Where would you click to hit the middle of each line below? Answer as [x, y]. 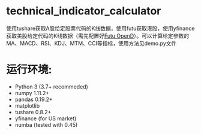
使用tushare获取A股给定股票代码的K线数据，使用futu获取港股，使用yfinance [100, 28]
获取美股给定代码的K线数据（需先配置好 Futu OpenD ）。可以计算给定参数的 [98, 36]
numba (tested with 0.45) [46, 124]
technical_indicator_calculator [84, 11]
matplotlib [27, 105]
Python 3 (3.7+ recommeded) [51, 86]
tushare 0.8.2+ [33, 112]
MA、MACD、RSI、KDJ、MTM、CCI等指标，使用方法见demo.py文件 [91, 43]
